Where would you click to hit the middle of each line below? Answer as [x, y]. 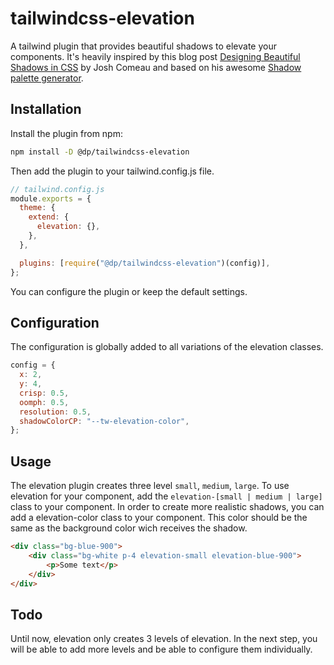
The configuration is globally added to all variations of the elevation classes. [167, 347]
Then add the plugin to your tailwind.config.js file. [112, 171]
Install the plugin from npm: [66, 133]
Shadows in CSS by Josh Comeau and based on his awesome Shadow [156, 67]
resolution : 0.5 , [55, 412]
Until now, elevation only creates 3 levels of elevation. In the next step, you [164, 639]
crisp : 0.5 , [44, 393]
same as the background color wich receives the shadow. [129, 528]
